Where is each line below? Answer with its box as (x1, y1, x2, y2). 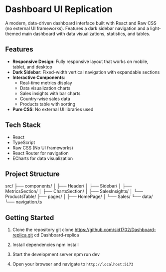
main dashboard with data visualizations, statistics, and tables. (21, 30, 151, 36)
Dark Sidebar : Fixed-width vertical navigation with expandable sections (12, 69, 160, 75)
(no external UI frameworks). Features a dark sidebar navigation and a (5, 25, 150, 31)
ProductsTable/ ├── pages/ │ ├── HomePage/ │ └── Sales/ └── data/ (5, 193, 153, 199)
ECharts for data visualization (12, 155, 73, 161)
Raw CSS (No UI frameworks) (12, 144, 73, 150)
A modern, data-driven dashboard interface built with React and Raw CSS (5, 20, 157, 26)
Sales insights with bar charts (19, 90, 81, 96)
